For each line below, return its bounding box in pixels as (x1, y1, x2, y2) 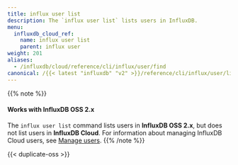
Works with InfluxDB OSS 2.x (7, 106, 95, 114)
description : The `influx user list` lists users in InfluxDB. (7, 17, 198, 24)
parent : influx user (20, 43, 81, 50)
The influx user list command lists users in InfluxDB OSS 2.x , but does (7, 121, 222, 130)
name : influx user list (20, 37, 91, 44)
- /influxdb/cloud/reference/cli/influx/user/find (13, 63, 166, 70)
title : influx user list (7, 10, 81, 18)
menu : (7, 23, 23, 30)
